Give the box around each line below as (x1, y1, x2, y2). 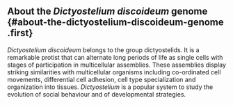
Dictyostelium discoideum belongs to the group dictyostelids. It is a (7, 45, 200, 54)
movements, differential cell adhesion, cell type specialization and (7, 75, 196, 83)
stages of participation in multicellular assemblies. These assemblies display (7, 60, 227, 69)
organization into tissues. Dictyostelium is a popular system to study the (7, 83, 214, 91)
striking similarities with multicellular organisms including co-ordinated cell (7, 67, 221, 76)
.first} (7, 27, 33, 39)
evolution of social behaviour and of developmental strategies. (7, 90, 186, 98)
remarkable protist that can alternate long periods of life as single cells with (7, 53, 223, 61)
